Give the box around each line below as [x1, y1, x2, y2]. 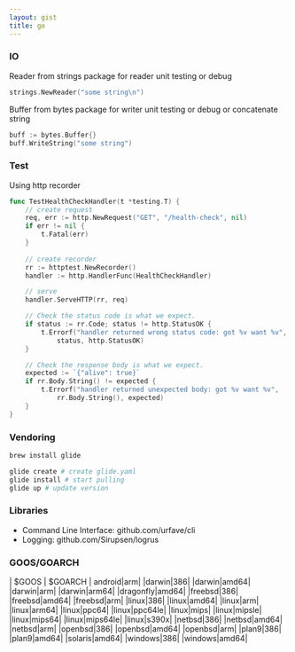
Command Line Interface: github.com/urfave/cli [21, 524, 196, 535]
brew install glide [9, 452, 82, 460]
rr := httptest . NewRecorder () [25, 263, 137, 271]
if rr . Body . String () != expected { [25, 377, 157, 386]
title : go [9, 21, 46, 30]
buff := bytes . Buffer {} [9, 130, 97, 139]
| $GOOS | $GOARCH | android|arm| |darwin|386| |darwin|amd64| [9, 577, 251, 587]
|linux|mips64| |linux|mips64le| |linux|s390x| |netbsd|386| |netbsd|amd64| [9, 614, 283, 625]
